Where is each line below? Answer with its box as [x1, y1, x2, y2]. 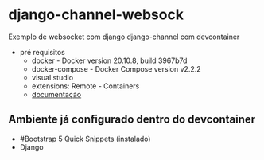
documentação [31, 89, 82, 99]
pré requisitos [19, 47, 65, 57]
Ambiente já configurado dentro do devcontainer [8, 113, 256, 127]
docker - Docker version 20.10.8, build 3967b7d [31, 56, 188, 65]
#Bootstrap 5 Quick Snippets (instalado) [19, 134, 151, 143]
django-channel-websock [8, 6, 184, 24]
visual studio [31, 72, 74, 82]
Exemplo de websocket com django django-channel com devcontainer [8, 32, 240, 41]
